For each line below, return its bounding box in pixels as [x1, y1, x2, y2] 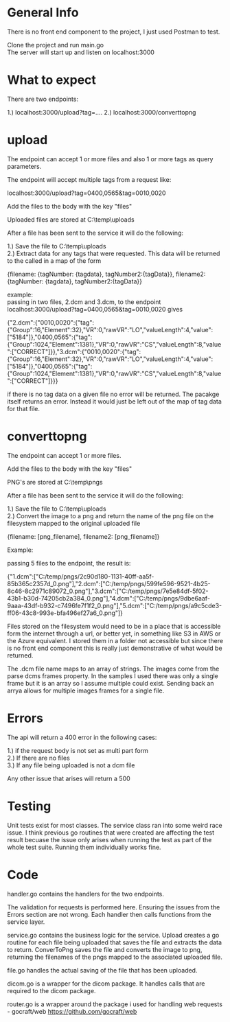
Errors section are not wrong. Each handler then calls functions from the [7, 910, 211, 918]
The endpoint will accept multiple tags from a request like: [7, 175, 172, 183]
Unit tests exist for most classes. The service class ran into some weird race [7, 821, 222, 829]
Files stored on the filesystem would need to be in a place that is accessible [7, 622, 221, 630]
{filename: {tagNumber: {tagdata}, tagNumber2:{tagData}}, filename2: [7, 270, 206, 278]
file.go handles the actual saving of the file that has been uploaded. [7, 966, 198, 974]
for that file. [7, 404, 40, 413]
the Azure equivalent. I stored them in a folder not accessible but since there [7, 636, 224, 644]
